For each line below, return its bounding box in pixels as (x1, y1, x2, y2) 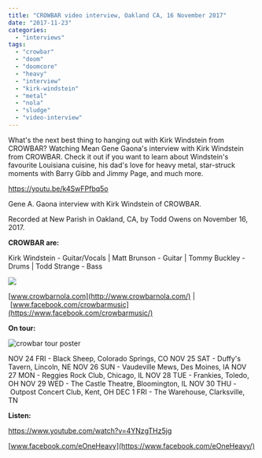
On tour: (8, 323, 36, 332)
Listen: (8, 410, 31, 420)
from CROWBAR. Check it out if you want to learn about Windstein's (8, 152, 229, 161)
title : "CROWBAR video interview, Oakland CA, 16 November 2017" (8, 11, 227, 20)
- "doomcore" (15, 63, 58, 71)
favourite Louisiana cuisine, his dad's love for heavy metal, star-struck (8, 160, 236, 170)
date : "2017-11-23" (8, 19, 72, 27)
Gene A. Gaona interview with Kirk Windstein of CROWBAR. (8, 199, 202, 208)
